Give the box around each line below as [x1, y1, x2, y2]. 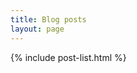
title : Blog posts [10, 14, 87, 25]
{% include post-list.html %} [10, 51, 127, 63]
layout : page [10, 24, 65, 34]
